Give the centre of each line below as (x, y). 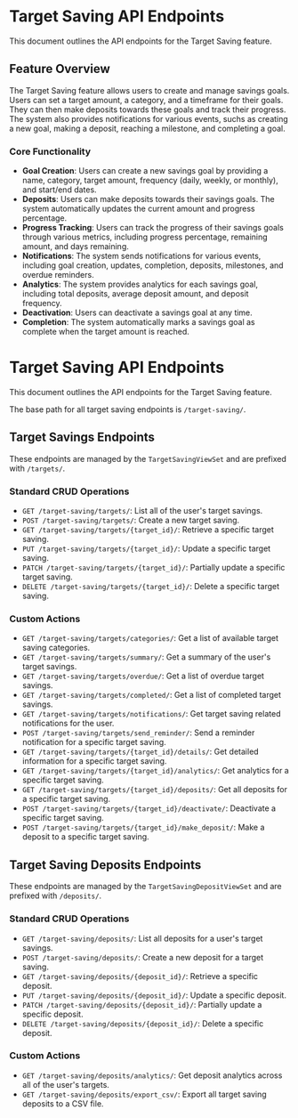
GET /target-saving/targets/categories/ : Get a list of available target (150, 638)
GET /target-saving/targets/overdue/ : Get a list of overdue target (143, 676)
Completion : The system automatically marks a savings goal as (138, 322)
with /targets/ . (37, 468)
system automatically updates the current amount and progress (138, 209)
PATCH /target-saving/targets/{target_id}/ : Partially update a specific (153, 568)
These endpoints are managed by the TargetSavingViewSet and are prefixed (148, 458)
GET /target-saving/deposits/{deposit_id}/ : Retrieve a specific (140, 976)
